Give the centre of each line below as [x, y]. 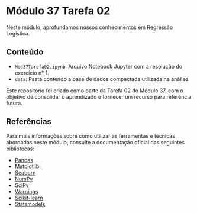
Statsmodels [30, 204]
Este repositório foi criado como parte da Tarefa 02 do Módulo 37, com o [95, 91]
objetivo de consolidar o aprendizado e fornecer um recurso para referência [99, 96]
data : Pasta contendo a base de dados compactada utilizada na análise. [102, 79]
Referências [29, 122]
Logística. [18, 33]
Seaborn [25, 172]
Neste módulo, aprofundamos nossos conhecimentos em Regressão [90, 27]
